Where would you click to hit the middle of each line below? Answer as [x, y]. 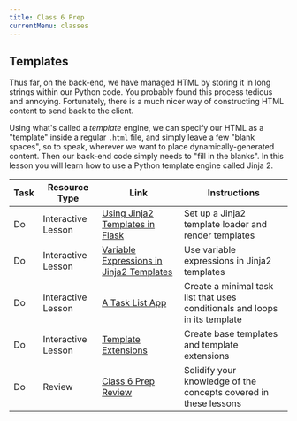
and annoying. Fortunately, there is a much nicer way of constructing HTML [147, 102]
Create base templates [231, 334]
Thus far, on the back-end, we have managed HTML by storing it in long [140, 83]
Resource [68, 188]
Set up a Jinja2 [215, 213]
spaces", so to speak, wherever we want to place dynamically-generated [142, 147]
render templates [220, 235]
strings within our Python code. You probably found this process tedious [141, 92]
